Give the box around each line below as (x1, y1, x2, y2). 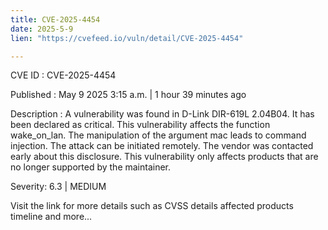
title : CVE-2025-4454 (10, 14, 101, 25)
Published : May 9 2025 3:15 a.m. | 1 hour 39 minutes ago (10, 89, 247, 101)
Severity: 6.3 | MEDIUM (10, 181, 107, 193)
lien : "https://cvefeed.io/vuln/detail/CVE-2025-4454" (10, 33, 244, 43)
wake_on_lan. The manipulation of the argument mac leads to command (10, 129, 307, 141)
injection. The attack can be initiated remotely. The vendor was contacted (10, 140, 314, 152)
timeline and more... (10, 211, 93, 223)
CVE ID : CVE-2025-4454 (10, 69, 117, 81)
